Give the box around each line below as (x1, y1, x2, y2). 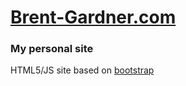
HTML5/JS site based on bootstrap (10, 64, 155, 76)
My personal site (10, 42, 94, 56)
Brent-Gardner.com (10, 6, 177, 29)
